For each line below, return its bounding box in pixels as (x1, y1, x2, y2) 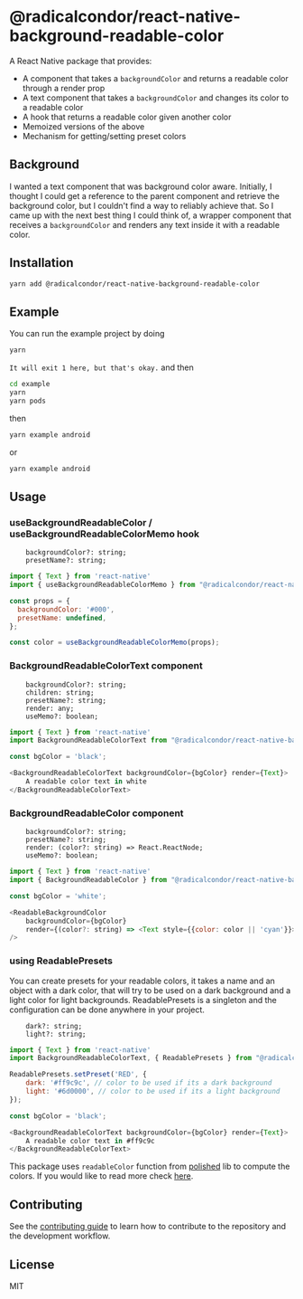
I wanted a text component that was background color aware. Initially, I (9, 181, 272, 192)
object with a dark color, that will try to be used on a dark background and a (9, 984, 291, 996)
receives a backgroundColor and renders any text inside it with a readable (9, 219, 280, 230)
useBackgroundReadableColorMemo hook (9, 527, 200, 540)
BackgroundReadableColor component (9, 807, 184, 820)
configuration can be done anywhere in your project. (9, 1004, 206, 1015)
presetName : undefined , (17, 613, 106, 622)
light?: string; (25, 1029, 87, 1038)
